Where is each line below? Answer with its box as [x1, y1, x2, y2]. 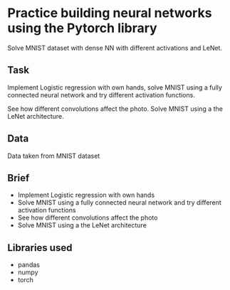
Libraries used [7, 242, 73, 254]
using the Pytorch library [7, 20, 158, 36]
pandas [17, 261, 41, 269]
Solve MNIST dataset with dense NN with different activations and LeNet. [7, 43, 223, 52]
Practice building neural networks [7, 5, 212, 21]
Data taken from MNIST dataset [7, 151, 100, 160]
